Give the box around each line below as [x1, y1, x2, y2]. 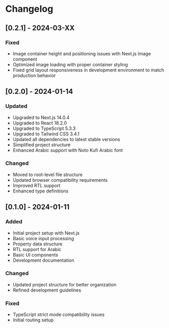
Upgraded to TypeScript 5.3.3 [12, 125, 76, 131]
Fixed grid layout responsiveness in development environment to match [12, 67, 164, 73]
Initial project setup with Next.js [12, 229, 80, 236]
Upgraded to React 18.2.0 [12, 120, 67, 126]
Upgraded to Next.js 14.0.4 [12, 114, 70, 121]
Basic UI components [12, 252, 58, 258]
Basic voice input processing [12, 235, 74, 241]
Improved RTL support [12, 182, 61, 188]
